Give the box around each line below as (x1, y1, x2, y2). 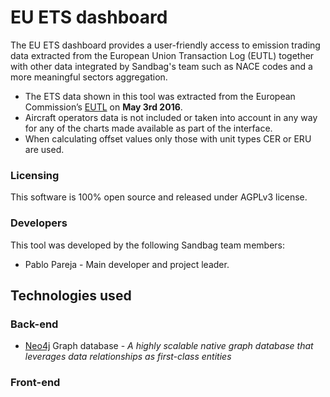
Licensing (10, 168, 60, 182)
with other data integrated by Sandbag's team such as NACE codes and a (10, 60, 313, 72)
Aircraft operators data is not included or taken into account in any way (24, 111, 318, 123)
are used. (24, 143, 65, 155)
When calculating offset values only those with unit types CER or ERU (24, 132, 312, 145)
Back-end (10, 317, 59, 331)
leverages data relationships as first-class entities (24, 351, 232, 363)
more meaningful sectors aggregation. (10, 71, 168, 83)
